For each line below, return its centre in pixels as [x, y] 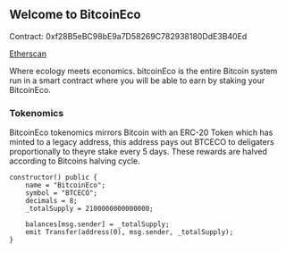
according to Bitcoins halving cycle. [75, 161]
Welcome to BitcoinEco [75, 15]
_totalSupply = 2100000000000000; [89, 209]
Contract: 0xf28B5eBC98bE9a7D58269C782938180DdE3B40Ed [128, 36]
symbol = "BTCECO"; [62, 193]
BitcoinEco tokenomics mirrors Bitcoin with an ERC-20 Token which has [141, 132]
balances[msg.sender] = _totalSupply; [97, 224]
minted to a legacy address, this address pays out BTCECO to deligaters [142, 142]
